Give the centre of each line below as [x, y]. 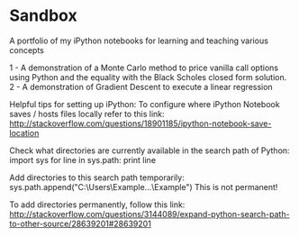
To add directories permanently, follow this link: [97, 205]
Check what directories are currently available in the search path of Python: [149, 150]
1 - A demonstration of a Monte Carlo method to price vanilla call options [144, 68]
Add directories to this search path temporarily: [97, 178]
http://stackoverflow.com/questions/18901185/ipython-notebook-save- [140, 123]
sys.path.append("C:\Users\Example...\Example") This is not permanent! [144, 187]
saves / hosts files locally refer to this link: [87, 114]
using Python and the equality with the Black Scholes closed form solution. [148, 77]
